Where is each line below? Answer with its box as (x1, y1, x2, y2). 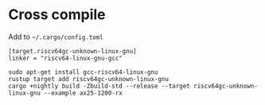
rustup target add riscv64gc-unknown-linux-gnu (8, 75, 170, 83)
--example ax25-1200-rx (43, 89, 123, 97)
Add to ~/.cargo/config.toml (8, 32, 103, 41)
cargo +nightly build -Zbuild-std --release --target (8, 82, 191, 90)
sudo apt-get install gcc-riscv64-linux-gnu (8, 68, 158, 76)
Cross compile (8, 6, 106, 24)
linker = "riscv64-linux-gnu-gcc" (8, 54, 123, 62)
